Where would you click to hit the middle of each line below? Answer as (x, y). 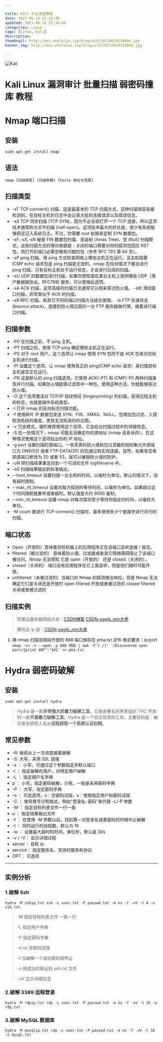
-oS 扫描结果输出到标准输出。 (42, 469)
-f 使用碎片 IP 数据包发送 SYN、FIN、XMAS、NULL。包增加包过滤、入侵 (85, 415)
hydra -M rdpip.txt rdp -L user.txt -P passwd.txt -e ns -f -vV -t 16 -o (81, 1003)
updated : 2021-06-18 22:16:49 (36, 23)
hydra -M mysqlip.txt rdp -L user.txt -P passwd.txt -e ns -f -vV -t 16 (80, 1031)
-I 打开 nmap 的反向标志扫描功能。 (47, 408)
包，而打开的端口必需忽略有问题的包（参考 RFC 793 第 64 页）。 (76, 251)
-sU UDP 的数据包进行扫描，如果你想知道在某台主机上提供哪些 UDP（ (82, 276)
